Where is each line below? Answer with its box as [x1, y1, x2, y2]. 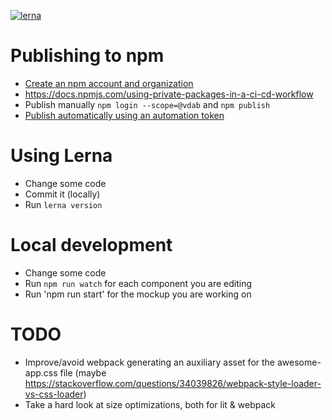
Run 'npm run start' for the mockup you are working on [24, 288, 252, 300]
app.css [24, 366, 58, 379]
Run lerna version [24, 198, 103, 210]
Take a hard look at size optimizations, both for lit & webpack [24, 398, 276, 410]
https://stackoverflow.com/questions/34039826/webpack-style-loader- [24, 377, 322, 389]
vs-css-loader [24, 388, 84, 400]
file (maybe [59, 366, 107, 379]
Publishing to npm [10, 45, 165, 67]
